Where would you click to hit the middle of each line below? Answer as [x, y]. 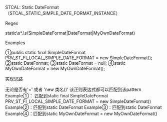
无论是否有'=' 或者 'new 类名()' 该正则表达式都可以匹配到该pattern [73, 89]
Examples [15, 43]
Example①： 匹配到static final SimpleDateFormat [57, 96]
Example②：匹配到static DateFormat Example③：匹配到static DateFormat [83, 107]
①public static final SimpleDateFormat [45, 52]
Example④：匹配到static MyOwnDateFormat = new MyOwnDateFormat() [81, 113]
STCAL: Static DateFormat [32, 7]
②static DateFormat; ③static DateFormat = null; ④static [65, 63]
